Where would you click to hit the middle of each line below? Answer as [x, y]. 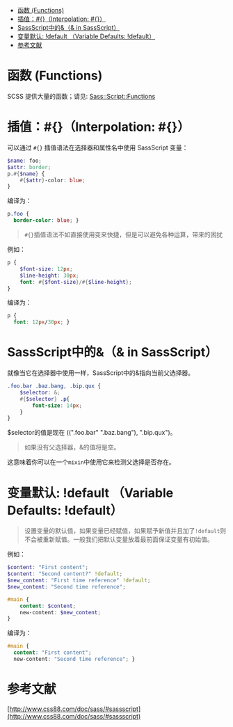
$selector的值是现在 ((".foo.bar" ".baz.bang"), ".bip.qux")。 [92, 433]
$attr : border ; [29, 167]
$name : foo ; [24, 161]
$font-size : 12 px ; [46, 269]
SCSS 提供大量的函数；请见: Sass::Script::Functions [81, 96]
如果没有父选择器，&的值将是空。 [72, 447]
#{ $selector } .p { [45, 399]
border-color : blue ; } [46, 221]
